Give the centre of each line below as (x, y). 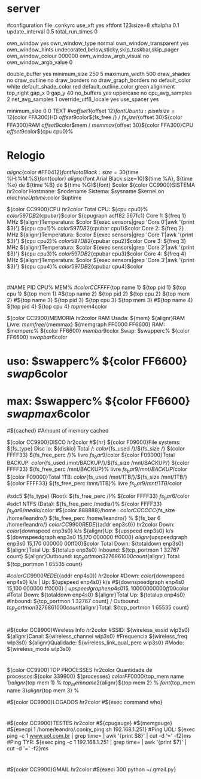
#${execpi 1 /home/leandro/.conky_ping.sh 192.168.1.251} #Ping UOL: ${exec (101, 729)
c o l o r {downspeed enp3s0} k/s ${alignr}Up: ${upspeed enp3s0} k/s (90, 531)
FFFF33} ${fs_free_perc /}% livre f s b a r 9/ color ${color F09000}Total (91, 455)
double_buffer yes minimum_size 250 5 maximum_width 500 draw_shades (98, 74)
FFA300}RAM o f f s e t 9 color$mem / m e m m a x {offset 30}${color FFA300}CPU (100, 125)
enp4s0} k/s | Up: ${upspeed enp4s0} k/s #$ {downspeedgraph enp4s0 (96, 582)
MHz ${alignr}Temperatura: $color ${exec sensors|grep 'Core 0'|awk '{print (101, 222)
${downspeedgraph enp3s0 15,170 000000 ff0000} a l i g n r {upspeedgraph (97, 537)
